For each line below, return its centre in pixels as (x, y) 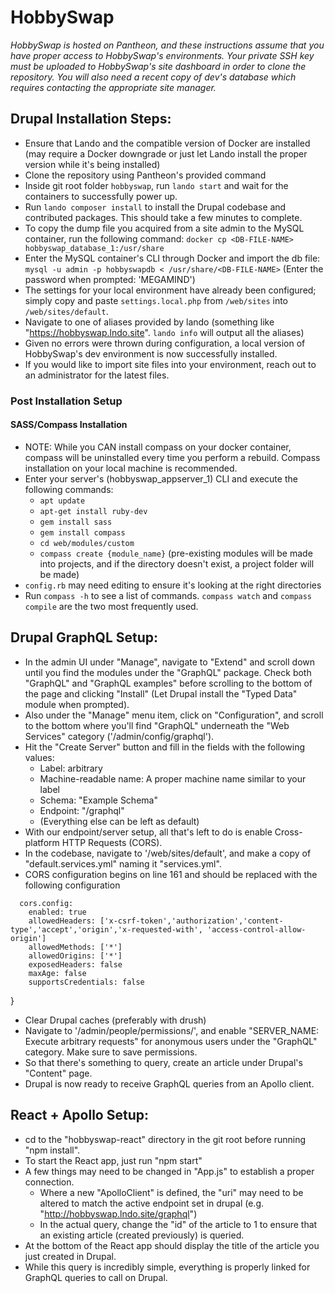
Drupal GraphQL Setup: (84, 637)
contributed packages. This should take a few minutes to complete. (163, 217)
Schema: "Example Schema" (98, 800)
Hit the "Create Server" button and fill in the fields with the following (165, 747)
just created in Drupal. (70, 1256)
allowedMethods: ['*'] (75, 947)
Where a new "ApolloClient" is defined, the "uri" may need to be (171, 1192)
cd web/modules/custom (87, 543)
